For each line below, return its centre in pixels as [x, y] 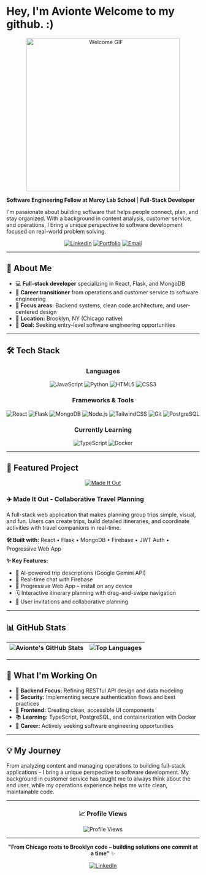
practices [27, 703]
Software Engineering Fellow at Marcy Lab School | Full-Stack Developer [101, 200]
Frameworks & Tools [103, 400]
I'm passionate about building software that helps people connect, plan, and [102, 212]
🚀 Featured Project [42, 468]
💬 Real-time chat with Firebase [54, 579]
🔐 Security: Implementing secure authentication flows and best [95, 697]
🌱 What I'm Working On [52, 676]
